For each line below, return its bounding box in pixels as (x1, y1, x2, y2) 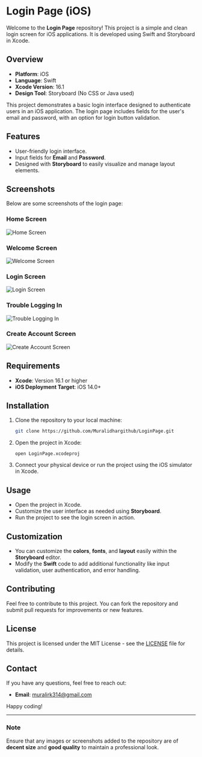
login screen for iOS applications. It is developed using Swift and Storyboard (6, 30, 195, 37)
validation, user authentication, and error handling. (14, 566, 140, 573)
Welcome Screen (6, 244, 57, 252)
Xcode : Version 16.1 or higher (14, 377, 88, 384)
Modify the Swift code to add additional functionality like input (14, 560, 170, 567)
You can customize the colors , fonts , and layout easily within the (14, 547, 177, 554)
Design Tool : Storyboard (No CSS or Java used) (14, 89, 135, 97)
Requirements (6, 361, 60, 371)
